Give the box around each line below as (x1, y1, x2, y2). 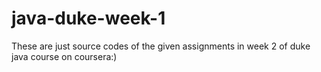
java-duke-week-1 (11, 7, 166, 30)
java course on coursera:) (11, 50, 118, 62)
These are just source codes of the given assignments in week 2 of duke (11, 40, 311, 52)
